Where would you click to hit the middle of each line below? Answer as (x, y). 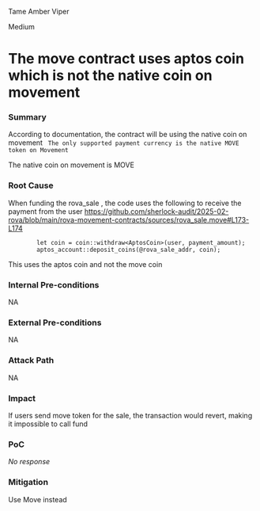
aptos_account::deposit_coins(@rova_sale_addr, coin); (129, 250)
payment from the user (45, 211)
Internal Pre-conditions (54, 284)
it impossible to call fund (48, 424)
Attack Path (31, 360)
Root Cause (31, 185)
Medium (22, 27)
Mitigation (28, 482)
